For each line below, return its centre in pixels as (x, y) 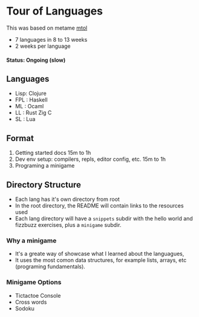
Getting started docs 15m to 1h (53, 153)
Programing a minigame (45, 166)
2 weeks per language (43, 46)
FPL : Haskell (31, 100)
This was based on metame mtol (47, 28)
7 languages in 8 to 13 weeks (51, 39)
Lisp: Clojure (31, 93)
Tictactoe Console (38, 295)
